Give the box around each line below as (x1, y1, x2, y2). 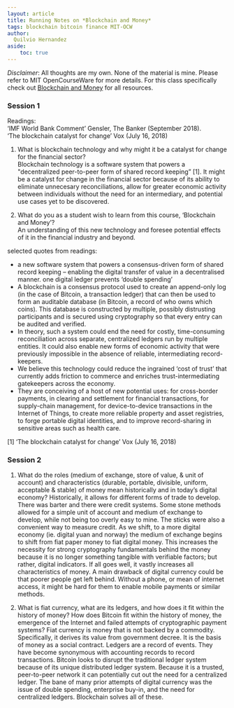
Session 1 (7, 101, 41, 111)
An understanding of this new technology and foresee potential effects (17, 225, 221, 235)
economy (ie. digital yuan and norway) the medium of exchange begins (17, 530, 223, 539)
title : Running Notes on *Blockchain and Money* (7, 17, 152, 24)
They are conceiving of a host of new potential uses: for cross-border (17, 387, 219, 396)
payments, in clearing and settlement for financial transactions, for (17, 394, 209, 403)
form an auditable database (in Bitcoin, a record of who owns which (17, 298, 213, 306)
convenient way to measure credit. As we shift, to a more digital (17, 523, 201, 532)
